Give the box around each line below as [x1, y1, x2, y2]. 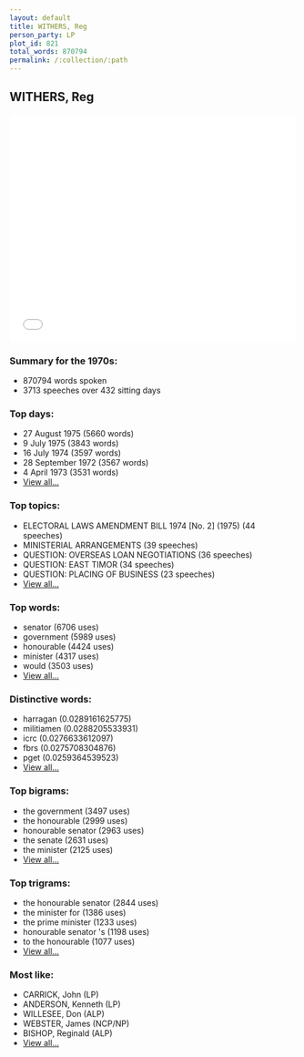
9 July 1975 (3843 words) [22, 438, 119, 449]
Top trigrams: [9, 877, 71, 889]
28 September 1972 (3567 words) [22, 457, 149, 468]
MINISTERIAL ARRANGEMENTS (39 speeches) [22, 539, 198, 550]
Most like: [9, 968, 55, 980]
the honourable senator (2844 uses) [22, 897, 159, 908]
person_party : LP [9, 30, 76, 39]
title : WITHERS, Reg [9, 22, 88, 31]
